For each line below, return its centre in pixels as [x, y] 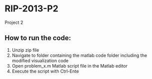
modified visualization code [40, 61]
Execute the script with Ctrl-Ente [45, 71]
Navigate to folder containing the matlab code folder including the [79, 55]
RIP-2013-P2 [31, 9]
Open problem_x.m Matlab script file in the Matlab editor [70, 66]
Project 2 [14, 22]
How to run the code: [38, 38]
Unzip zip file [25, 50]
